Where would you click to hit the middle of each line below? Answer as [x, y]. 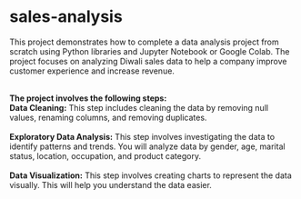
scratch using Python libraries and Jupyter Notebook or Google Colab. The [150, 51]
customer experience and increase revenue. [92, 71]
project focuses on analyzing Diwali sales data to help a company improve [148, 61]
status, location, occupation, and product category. [105, 155]
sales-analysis [66, 17]
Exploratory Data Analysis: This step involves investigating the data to [142, 136]
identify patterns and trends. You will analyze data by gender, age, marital [147, 146]
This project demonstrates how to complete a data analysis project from [144, 42]
